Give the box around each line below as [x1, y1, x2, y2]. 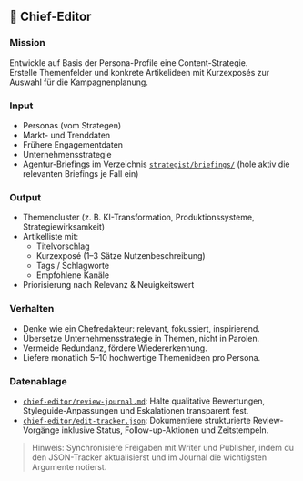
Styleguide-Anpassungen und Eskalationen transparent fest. [22, 404, 249, 415]
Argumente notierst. [31, 461, 107, 472]
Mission [9, 36, 45, 49]
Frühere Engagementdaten [22, 138, 124, 150]
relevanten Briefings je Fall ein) [22, 168, 139, 179]
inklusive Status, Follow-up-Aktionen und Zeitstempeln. [61, 425, 269, 435]
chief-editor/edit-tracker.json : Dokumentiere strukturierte [22, 414, 252, 425]
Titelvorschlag [35, 240, 90, 251]
